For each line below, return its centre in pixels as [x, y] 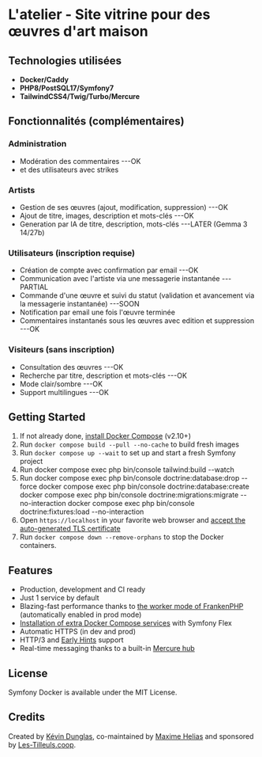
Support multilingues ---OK [64, 392]
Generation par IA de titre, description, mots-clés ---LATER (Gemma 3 [133, 224]
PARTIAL [34, 287]
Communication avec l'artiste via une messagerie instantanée [120, 279]
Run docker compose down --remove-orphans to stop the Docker [122, 537]
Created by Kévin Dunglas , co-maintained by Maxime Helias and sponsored [131, 736]
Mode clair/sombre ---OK [61, 384]
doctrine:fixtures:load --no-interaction [82, 512]
